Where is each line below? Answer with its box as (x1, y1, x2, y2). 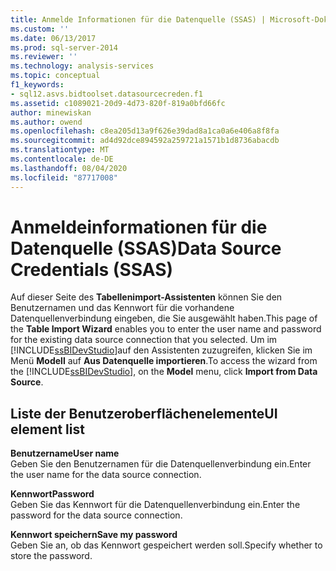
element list (10, 421, 85, 438)
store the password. (10, 550, 93, 562)
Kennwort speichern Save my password (10, 529, 178, 541)
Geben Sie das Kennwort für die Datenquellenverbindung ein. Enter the (10, 499, 301, 511)
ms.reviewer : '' (10, 52, 78, 62)
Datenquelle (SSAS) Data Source (10, 237, 282, 260)
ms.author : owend (10, 117, 83, 127)
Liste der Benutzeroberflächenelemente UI (10, 405, 278, 422)
